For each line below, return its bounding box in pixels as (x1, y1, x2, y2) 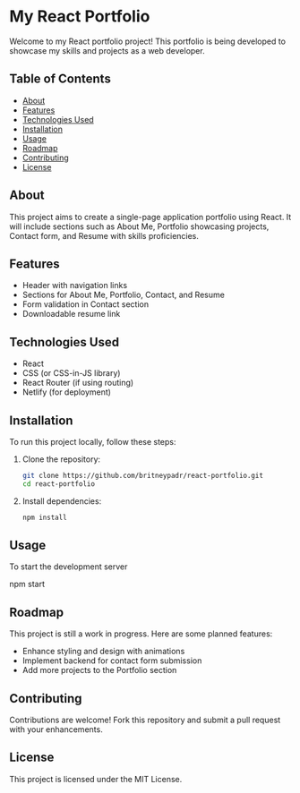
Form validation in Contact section (21, 299, 150, 310)
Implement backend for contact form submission (21, 655, 202, 666)
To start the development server (9, 561, 128, 572)
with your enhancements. (9, 724, 103, 735)
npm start (9, 579, 46, 590)
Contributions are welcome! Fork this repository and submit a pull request (9, 714, 281, 726)
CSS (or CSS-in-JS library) (21, 368, 121, 379)
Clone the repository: (21, 454, 101, 465)
